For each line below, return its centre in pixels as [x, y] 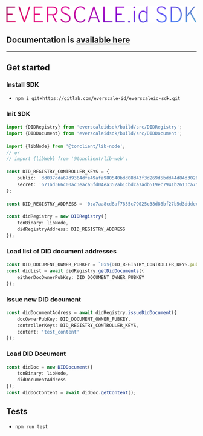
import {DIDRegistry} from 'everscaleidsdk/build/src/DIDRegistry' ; [94, 127]
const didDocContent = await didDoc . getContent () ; [71, 393]
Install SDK [23, 85]
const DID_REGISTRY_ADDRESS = [44, 204]
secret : [27, 184]
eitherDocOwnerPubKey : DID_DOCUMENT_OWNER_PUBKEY [81, 277]
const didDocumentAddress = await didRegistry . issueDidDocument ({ [92, 312]
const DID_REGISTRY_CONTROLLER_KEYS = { [58, 172]
